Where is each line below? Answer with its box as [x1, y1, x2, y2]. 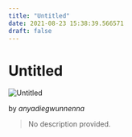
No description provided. [27, 119, 111, 129]
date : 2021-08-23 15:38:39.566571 [8, 19, 125, 27]
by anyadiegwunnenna [8, 104, 85, 114]
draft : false [8, 27, 52, 35]
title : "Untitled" [8, 11, 70, 20]
